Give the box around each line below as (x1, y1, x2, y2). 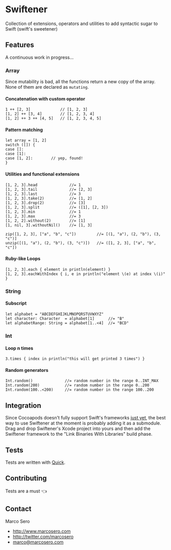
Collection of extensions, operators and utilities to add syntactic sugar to (5, 20, 158, 27)
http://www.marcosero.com (12, 528, 71, 534)
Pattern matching (5, 127, 43, 133)
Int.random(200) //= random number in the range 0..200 (5, 383, 150, 388)
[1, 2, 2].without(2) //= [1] (5, 218, 86, 223)
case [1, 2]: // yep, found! (5, 156, 83, 161)
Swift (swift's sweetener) (5, 26, 58, 32)
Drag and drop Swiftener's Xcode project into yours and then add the (5, 426, 151, 432)
